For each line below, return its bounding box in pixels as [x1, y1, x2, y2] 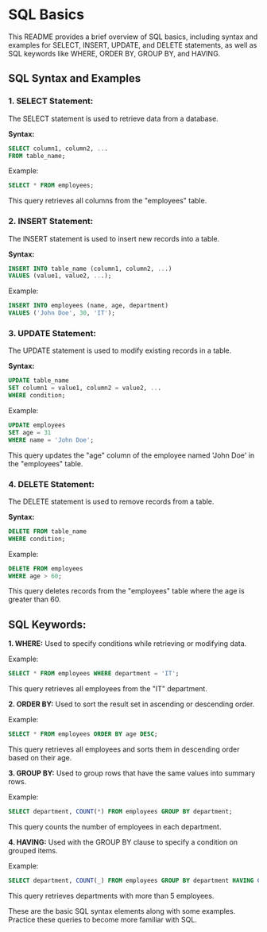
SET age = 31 [8, 428, 52, 436]
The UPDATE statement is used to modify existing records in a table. [8, 346, 232, 355]
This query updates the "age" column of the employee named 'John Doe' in [8, 451, 255, 460]
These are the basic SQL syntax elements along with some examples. [8, 906, 236, 915]
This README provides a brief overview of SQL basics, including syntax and [8, 32, 258, 41]
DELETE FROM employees [8, 564, 83, 573]
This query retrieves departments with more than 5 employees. [8, 891, 215, 900]
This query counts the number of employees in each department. [8, 822, 222, 831]
